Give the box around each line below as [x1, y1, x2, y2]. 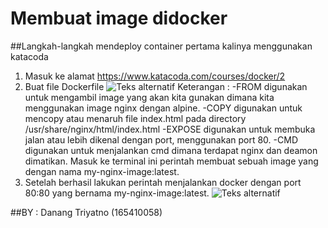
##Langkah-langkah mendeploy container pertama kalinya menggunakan [10, 40, 313, 52]
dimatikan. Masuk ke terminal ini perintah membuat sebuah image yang [24, 155, 319, 167]
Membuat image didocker [10, 7, 228, 30]
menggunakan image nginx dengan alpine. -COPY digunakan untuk [24, 102, 303, 114]
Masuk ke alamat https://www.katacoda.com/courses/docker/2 [24, 70, 286, 82]
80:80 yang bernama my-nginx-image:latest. [24, 187, 210, 199]
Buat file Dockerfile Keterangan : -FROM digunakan [24, 80, 308, 92]
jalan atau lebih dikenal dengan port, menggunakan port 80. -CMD [24, 133, 298, 146]
